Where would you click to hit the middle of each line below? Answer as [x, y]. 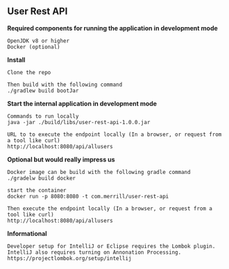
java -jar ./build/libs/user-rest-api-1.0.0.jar [79, 122]
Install [16, 60]
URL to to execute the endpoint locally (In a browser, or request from [114, 134]
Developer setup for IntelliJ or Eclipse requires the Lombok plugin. [111, 246]
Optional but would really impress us [61, 159]
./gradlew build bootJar [43, 90]
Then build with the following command [65, 85]
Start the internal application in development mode [82, 103]
